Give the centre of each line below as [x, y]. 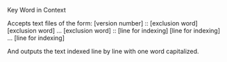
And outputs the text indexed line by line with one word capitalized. [103, 51]
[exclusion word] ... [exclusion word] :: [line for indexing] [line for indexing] [114, 31]
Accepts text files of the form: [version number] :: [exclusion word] [102, 23]
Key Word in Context [36, 10]
